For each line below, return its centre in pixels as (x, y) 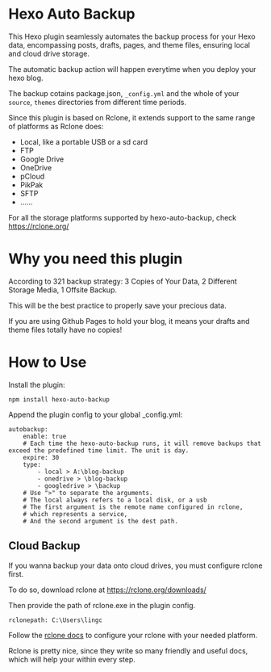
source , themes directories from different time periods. (98, 102)
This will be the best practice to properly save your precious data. (118, 305)
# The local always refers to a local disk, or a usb (115, 500)
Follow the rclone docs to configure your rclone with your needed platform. (133, 635)
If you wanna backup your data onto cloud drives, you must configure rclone (135, 565)
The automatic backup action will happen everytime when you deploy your (132, 69)
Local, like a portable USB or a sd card (83, 141)
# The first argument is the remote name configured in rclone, (133, 507)
